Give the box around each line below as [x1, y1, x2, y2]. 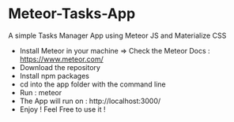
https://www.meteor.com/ [19, 54, 104, 64]
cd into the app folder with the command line [19, 79, 166, 89]
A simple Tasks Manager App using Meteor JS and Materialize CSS [8, 31, 227, 40]
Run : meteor [19, 87, 62, 97]
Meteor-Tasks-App [8, 5, 136, 23]
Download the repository [19, 62, 101, 72]
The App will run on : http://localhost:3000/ [19, 96, 161, 105]
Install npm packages [19, 71, 89, 80]
